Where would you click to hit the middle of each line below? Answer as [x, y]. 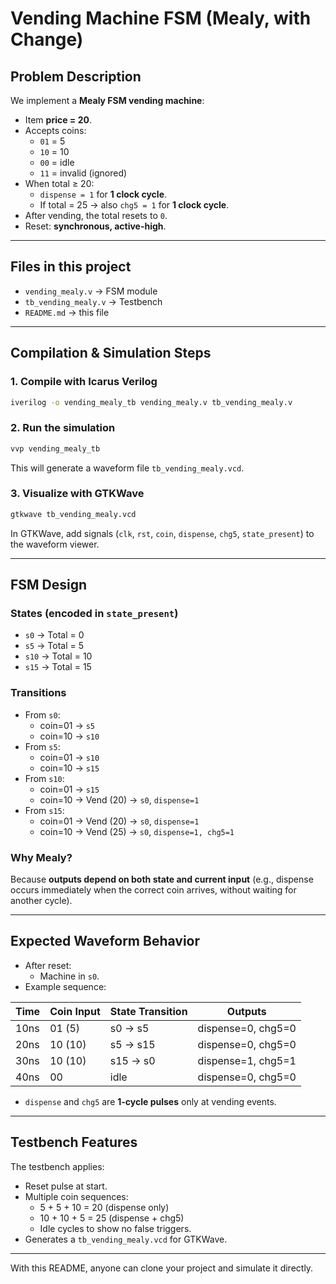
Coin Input [75, 1011]
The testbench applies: [57, 1166]
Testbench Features [74, 1142]
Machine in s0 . [69, 976]
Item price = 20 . [58, 120]
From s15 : [44, 810]
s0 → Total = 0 [54, 635]
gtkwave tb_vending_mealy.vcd [73, 514]
